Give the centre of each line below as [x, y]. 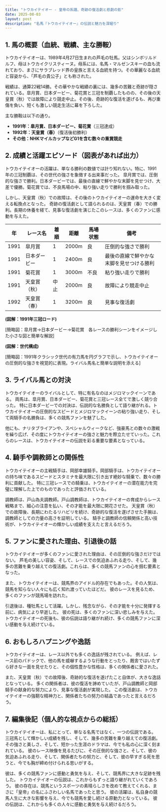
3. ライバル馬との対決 [38, 380]
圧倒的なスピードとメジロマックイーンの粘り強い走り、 [96, 411]
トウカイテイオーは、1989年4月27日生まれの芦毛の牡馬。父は [68, 58]
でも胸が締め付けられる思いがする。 [59, 763]
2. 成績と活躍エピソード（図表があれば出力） [74, 156]
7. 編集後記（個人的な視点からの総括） [63, 719]
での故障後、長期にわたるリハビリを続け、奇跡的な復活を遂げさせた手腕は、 [83, 512]
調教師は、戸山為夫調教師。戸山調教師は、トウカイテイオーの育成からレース [83, 499]
